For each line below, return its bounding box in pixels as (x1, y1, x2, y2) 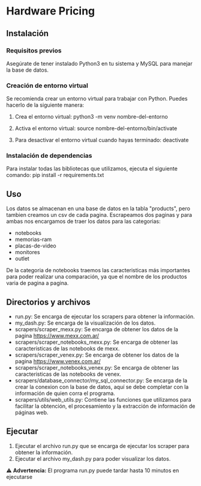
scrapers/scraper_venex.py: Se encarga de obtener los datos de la (14, 351, 179, 359)
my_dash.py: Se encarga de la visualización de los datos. (14, 319, 156, 326)
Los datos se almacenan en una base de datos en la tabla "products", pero (6, 205, 191, 212)
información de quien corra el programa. (14, 390, 115, 397)
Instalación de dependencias (6, 152, 92, 160)
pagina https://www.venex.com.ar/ (14, 358, 101, 365)
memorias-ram (14, 236, 52, 243)
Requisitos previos (6, 46, 62, 55)
